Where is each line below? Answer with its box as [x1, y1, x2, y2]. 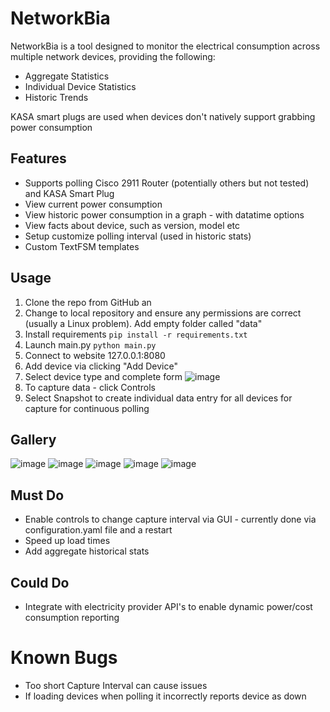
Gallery [10, 431, 57, 448]
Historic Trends [24, 91, 89, 103]
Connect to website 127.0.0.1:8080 [24, 349, 166, 361]
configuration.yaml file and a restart [24, 524, 173, 536]
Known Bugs [10, 647, 118, 669]
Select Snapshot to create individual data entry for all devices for [24, 392, 293, 404]
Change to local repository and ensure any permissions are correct [24, 307, 302, 319]
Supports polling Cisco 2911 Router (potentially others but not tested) [24, 177, 310, 189]
